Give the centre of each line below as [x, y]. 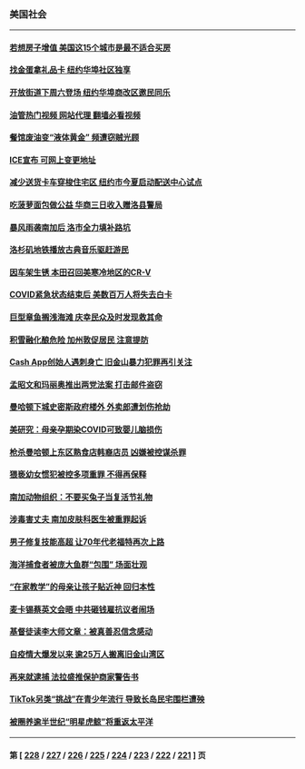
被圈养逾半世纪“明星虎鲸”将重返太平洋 [82, 721]
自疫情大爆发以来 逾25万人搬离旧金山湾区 [87, 654]
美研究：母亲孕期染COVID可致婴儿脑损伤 [86, 429]
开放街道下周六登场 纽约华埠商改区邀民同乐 [90, 93]
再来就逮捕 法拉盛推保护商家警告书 [74, 676]
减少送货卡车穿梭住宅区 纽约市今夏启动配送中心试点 [106, 182]
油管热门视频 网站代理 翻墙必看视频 [75, 114]
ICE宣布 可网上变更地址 [53, 160]
